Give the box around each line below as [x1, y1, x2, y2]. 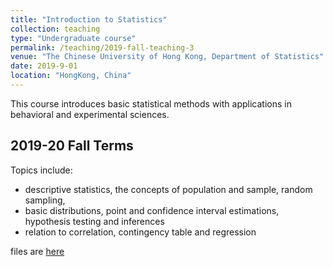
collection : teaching [10, 24, 101, 34]
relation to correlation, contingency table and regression [24, 226, 257, 238]
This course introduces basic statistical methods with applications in [10, 97, 292, 110]
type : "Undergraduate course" [10, 33, 137, 43]
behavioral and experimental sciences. [10, 108, 170, 120]
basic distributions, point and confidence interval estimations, [24, 204, 280, 216]
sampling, [24, 194, 66, 206]
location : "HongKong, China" [10, 71, 132, 81]
